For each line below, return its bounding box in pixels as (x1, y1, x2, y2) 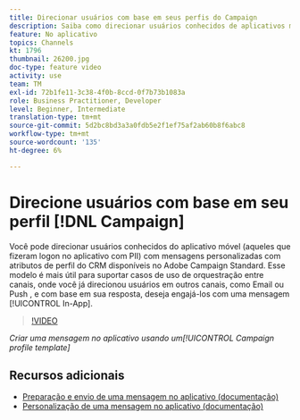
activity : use (9, 71, 62, 80)
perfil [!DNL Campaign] (9, 211, 185, 231)
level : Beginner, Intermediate (9, 105, 126, 113)
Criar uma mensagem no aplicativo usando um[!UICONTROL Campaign (9, 332, 275, 343)
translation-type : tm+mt (9, 113, 102, 122)
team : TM (9, 80, 42, 88)
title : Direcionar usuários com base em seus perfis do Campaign (9, 13, 257, 22)
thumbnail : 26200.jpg (9, 55, 90, 63)
